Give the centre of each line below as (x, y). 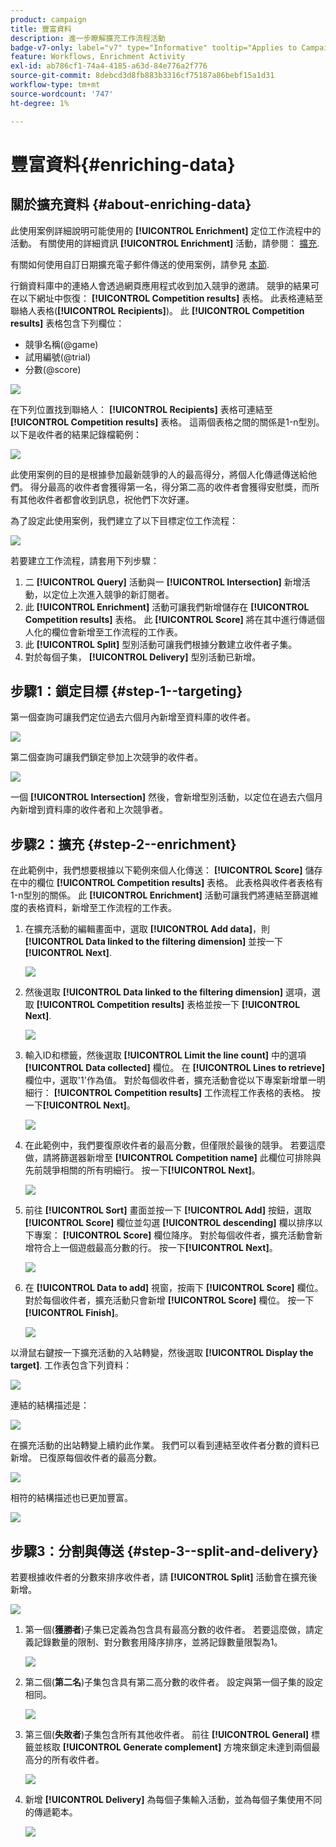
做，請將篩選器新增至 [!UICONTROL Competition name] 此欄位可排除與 (173, 1158)
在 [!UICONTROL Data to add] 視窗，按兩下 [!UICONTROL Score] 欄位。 (174, 1288)
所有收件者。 (78, 1759)
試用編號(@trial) (58, 357)
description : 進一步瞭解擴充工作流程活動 (88, 38)
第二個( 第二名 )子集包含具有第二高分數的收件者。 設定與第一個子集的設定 (173, 1682)
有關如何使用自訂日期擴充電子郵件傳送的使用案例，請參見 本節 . (140, 264)
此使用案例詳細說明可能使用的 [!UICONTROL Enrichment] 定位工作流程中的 (166, 230)
